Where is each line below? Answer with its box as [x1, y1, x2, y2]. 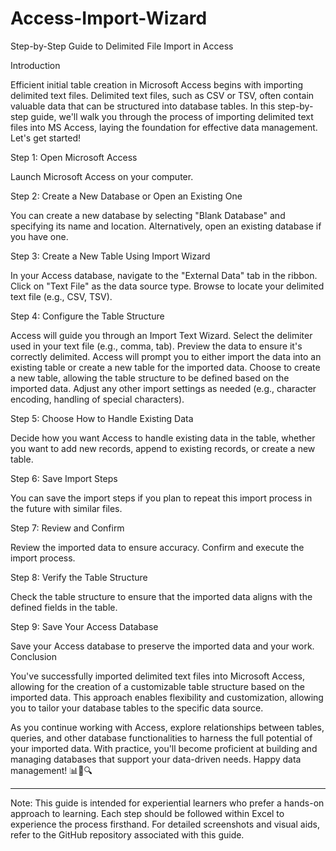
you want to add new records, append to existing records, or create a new [10, 442, 316, 454]
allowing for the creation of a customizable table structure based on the [10, 680, 305, 692]
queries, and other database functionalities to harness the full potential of [10, 732, 313, 744]
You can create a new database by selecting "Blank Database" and [10, 209, 286, 221]
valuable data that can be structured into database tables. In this [10, 100, 276, 112]
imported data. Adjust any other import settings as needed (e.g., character [10, 382, 317, 394]
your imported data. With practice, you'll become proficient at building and [10, 742, 318, 754]
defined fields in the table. [10, 601, 118, 613]
